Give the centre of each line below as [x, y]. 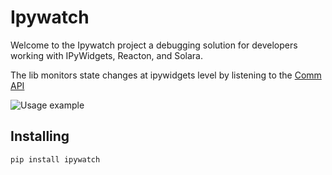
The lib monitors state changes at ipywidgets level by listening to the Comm [166, 75]
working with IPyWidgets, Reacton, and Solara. [106, 55]
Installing [40, 136]
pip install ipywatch [55, 159]
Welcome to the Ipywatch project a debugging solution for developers [154, 45]
